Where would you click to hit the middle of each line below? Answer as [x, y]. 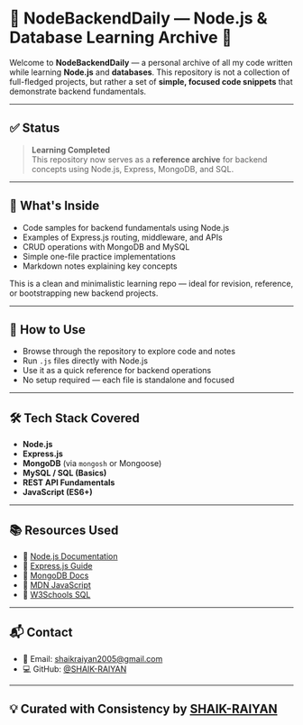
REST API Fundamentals [69, 482]
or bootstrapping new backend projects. [84, 293]
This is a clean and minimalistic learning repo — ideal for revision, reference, [151, 283]
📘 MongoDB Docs [55, 575]
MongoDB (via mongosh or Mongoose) [92, 463]
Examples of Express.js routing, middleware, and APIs [122, 237]
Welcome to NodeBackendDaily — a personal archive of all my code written [151, 62]
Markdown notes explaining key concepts [100, 266]
